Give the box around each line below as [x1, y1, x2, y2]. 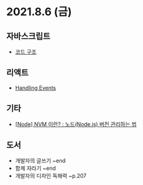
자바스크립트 [6, 31, 50, 41]
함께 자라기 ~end [15, 164, 56, 172]
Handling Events [15, 84, 56, 91]
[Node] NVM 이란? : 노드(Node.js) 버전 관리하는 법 [15, 120, 137, 127]
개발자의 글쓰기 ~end [15, 157, 66, 164]
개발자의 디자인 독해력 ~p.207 [15, 172, 87, 180]
